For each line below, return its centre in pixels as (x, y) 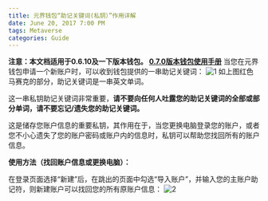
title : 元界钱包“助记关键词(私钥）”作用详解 (72, 16)
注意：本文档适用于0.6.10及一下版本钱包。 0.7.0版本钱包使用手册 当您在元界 (134, 61)
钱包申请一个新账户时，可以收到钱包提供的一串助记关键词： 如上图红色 (131, 72)
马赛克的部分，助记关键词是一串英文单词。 (78, 81)
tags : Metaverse (35, 30)
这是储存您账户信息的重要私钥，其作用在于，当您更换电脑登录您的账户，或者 (134, 125)
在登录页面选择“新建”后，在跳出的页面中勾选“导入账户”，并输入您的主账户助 (133, 179)
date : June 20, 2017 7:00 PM (57, 23)
